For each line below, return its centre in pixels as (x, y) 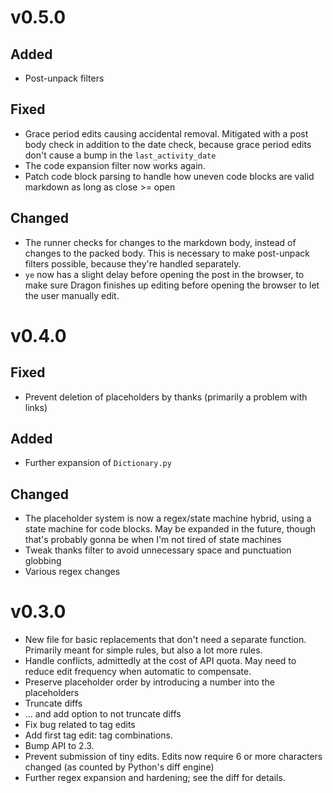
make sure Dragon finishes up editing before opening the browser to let (172, 285)
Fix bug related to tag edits (80, 725)
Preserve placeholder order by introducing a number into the (149, 682)
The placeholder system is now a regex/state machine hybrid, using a (168, 518)
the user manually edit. (72, 295)
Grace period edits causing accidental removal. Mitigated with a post (166, 133)
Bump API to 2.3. (59, 746)
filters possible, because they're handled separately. (133, 263)
